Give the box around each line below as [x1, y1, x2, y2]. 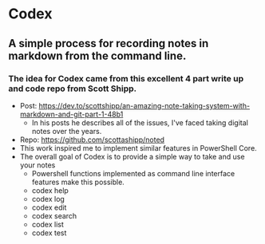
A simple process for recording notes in [8, 37, 209, 50]
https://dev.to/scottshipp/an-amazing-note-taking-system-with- [38, 100, 250, 110]
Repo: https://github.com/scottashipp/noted [19, 135, 165, 144]
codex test [31, 228, 67, 238]
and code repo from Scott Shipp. [8, 83, 137, 94]
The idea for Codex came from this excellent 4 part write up [8, 73, 244, 84]
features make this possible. [31, 177, 125, 187]
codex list [31, 219, 64, 229]
